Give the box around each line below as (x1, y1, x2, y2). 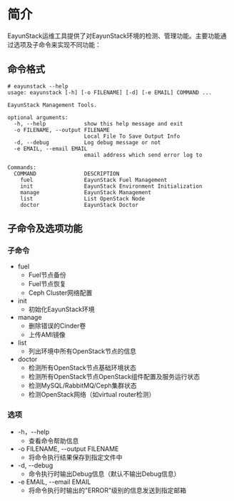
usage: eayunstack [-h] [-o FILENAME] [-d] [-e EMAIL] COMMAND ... (7, 88, 213, 96)
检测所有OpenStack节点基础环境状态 (28, 363, 137, 372)
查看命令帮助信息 (28, 436, 79, 445)
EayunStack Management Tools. (7, 101, 98, 108)
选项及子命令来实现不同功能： (13, 40, 101, 49)
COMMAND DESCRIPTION (14, 170, 120, 177)
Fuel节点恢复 (28, 280, 66, 288)
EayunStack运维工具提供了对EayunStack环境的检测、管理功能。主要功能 (7, 31, 221, 40)
